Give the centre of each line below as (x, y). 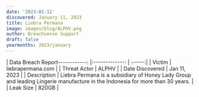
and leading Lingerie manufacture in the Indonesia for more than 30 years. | (100, 81)
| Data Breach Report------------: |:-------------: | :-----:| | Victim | (89, 62)
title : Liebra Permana (35, 23)
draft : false (23, 40)
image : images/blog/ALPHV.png (44, 28)
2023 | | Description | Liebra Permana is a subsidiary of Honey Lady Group (99, 75)
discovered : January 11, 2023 (44, 17)
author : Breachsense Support (43, 34)
